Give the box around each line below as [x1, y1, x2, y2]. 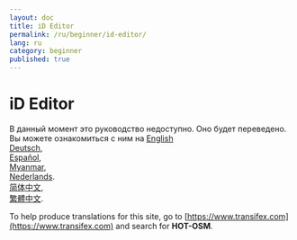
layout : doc [9, 13, 54, 22]
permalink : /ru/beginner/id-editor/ [9, 30, 147, 39]
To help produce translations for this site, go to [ [9, 210, 188, 221]
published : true [9, 55, 70, 64]
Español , [9, 152, 42, 163]
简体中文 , [9, 182, 44, 192]
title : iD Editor [9, 22, 75, 31]
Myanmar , [9, 161, 47, 172]
